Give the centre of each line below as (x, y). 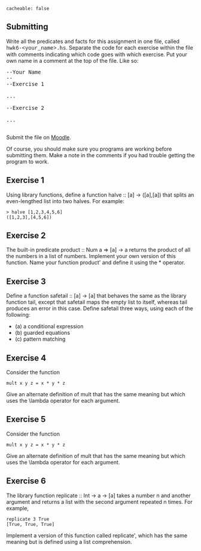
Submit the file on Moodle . (39, 137)
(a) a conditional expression (49, 326)
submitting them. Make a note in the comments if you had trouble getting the (100, 155)
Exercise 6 (26, 481)
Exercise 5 (26, 419)
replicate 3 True (28, 519)
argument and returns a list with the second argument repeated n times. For (99, 501)
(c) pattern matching (40, 339)
